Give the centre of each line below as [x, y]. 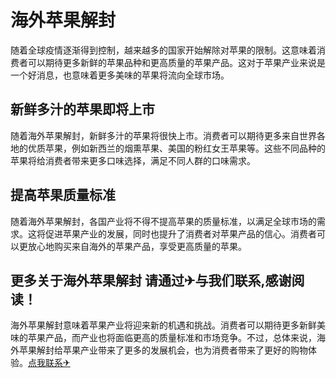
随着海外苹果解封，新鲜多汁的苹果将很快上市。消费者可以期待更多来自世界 [163, 135]
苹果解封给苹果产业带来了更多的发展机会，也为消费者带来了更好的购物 [163, 350]
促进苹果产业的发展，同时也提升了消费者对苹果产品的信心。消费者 [180, 233]
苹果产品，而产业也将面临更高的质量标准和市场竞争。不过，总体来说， [172, 338]
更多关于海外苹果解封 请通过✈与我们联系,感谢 [151, 280]
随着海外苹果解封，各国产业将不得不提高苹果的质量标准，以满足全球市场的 [163, 221]
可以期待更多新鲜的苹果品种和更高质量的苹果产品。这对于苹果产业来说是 [176, 62]
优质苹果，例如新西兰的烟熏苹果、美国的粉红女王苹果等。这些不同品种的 [176, 148]
